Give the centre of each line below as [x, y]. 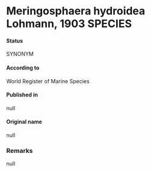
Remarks [20, 150]
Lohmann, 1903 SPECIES [69, 24]
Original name [24, 122]
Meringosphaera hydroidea [76, 11]
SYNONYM [20, 54]
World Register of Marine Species [48, 81]
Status [15, 41]
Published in [22, 95]
